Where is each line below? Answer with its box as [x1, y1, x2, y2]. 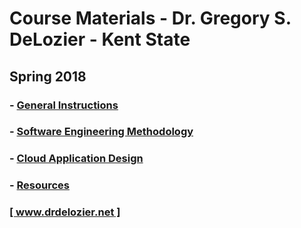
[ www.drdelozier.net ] [9, 205, 121, 219]
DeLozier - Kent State [9, 28, 191, 51]
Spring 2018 [9, 68, 87, 85]
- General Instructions [9, 98, 119, 112]
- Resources [9, 178, 70, 192]
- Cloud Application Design [9, 152, 144, 166]
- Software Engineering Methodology [9, 125, 194, 139]
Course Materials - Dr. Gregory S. [9, 7, 292, 30]
